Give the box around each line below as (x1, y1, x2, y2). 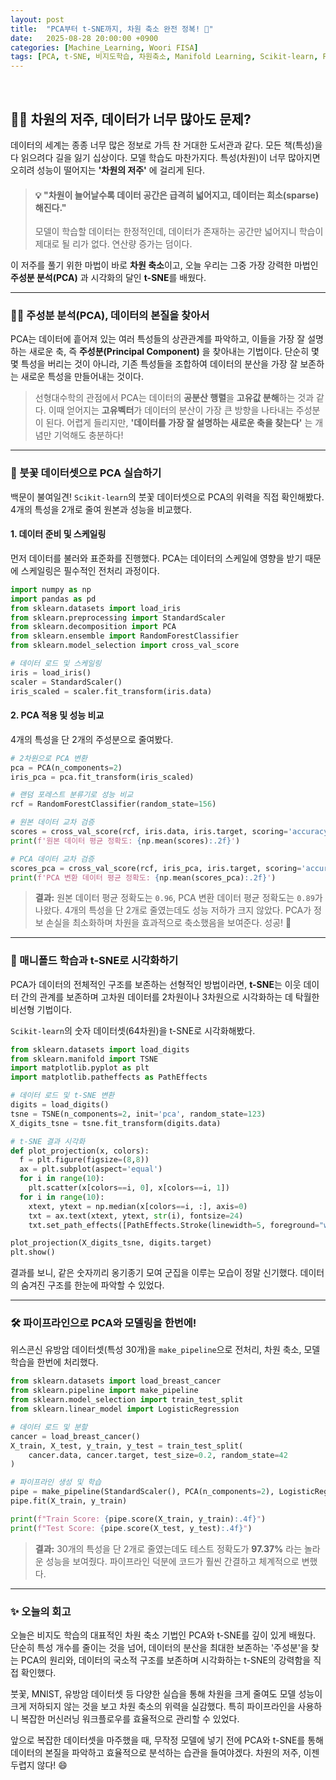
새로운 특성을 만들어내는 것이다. (20, 371, 144, 383)
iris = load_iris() (10, 667, 92, 678)
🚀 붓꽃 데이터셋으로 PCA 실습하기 (10, 466, 162, 480)
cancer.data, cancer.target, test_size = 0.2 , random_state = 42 (28, 1450, 288, 1460)
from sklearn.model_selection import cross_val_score (10, 641, 240, 651)
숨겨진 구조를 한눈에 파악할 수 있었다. (20, 1279, 165, 1291)
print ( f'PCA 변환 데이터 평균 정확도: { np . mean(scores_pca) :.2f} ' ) (10, 872, 277, 883)
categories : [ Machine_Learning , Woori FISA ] (10, 42, 199, 53)
